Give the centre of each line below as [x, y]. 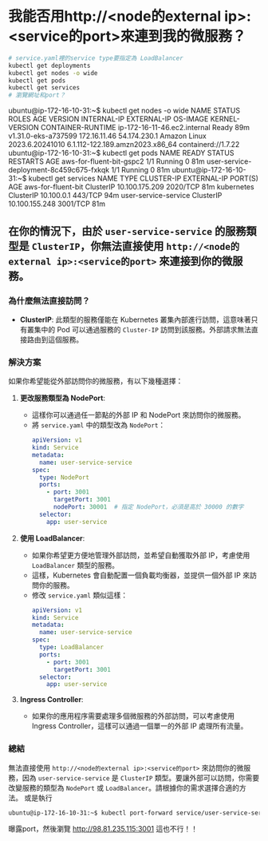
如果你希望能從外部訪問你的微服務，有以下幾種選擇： [96, 381]
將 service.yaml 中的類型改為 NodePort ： [99, 425]
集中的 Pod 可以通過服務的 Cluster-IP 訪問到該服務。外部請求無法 [142, 329]
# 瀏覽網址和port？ [37, 95]
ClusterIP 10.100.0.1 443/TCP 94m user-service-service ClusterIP [115, 196]
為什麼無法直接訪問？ [49, 300]
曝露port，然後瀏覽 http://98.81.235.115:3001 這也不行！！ [103, 829]
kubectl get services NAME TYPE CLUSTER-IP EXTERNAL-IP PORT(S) [144, 179]
